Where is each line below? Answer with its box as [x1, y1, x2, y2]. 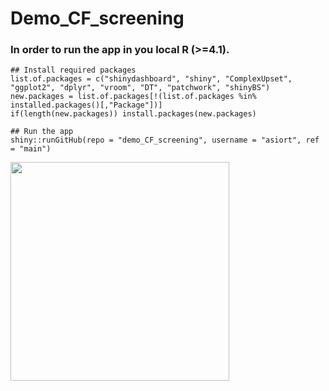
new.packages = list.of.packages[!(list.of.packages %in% [10, 92, 257, 102]
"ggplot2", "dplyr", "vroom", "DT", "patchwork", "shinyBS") [10, 83, 271, 93]
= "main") [10, 144, 52, 154]
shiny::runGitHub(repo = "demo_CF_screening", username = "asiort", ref [10, 135, 320, 146]
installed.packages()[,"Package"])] [10, 100, 163, 111]
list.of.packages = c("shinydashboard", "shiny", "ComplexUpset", [10, 74, 293, 84]
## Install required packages [10, 65, 137, 76]
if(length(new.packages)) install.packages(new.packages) [10, 109, 257, 119]
